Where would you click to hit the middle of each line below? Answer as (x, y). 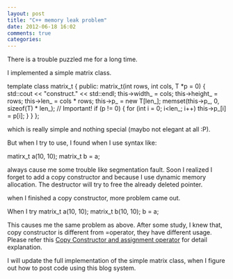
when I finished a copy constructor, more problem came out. (94, 198)
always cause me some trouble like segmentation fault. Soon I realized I (110, 170)
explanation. (25, 247)
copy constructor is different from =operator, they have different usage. (110, 232)
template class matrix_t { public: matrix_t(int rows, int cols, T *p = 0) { (106, 86)
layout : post (26, 14)
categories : (24, 40)
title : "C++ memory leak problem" (57, 20)
